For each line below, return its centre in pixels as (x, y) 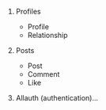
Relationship (48, 35)
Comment (44, 74)
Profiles (28, 11)
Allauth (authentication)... (57, 98)
